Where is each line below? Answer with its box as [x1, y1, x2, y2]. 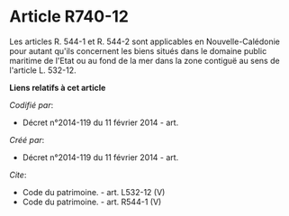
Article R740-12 [9, 6, 129, 27]
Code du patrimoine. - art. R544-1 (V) [22, 196, 162, 207]
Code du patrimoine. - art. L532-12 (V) [22, 186, 166, 197]
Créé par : [9, 134, 45, 145]
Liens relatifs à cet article [9, 82, 106, 93]
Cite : [9, 169, 27, 180]
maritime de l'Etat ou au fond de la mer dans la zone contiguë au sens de [9, 55, 281, 66]
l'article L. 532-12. [9, 65, 77, 76]
